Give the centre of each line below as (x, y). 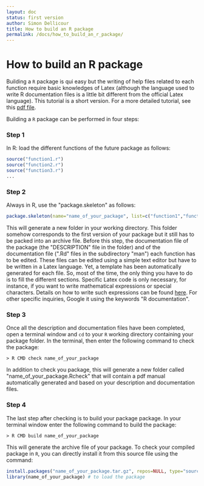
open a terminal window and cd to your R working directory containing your (100, 335)
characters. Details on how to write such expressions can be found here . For (102, 293)
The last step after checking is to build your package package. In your (94, 418)
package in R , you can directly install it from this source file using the (92, 453)
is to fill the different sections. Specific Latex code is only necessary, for (97, 280)
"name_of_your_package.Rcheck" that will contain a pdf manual (86, 376)
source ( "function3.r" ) (35, 171)
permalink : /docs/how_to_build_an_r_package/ (65, 35)
